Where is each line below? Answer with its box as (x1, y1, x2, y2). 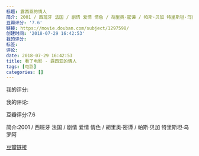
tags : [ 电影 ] (6, 63, 37, 70)
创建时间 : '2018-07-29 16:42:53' (6, 31, 85, 37)
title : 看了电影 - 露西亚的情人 (6, 58, 77, 64)
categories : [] (6, 69, 44, 75)
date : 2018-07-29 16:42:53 (6, 53, 73, 58)
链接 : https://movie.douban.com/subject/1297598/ (6, 25, 129, 31)
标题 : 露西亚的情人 (6, 8, 47, 15)
